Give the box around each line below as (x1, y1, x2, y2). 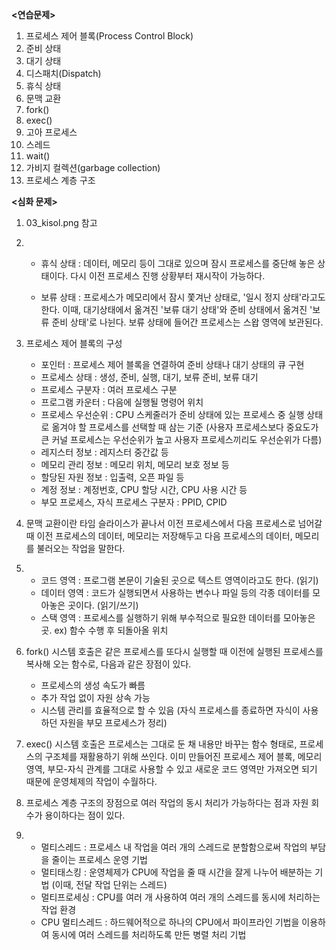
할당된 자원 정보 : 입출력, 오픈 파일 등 (40, 471, 185, 483)
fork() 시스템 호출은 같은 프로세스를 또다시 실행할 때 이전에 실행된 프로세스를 (25, 646, 324, 657)
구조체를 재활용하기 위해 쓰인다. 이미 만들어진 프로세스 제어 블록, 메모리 (44, 751, 323, 762)
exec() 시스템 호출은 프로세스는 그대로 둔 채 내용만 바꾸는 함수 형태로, (25, 738, 298, 750)
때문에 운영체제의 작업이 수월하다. (25, 776, 158, 787)
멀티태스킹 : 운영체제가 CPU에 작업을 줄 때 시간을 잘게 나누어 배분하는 (40, 866, 313, 878)
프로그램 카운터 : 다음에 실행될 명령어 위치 (40, 396, 204, 408)
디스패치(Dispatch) (25, 68, 102, 79)
